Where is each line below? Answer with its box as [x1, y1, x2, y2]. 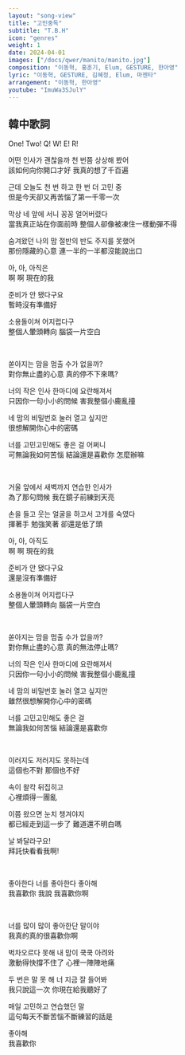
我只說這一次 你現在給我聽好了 [8, 985, 108, 994]
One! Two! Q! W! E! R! [8, 139, 79, 148]
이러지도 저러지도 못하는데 [8, 755, 90, 766]
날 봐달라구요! [8, 837, 52, 846]
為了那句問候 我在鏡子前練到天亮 [8, 492, 115, 502]
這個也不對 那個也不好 [8, 766, 80, 775]
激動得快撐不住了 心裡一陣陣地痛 [8, 958, 115, 967]
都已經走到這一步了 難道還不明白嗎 [8, 819, 121, 829]
